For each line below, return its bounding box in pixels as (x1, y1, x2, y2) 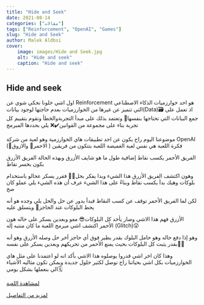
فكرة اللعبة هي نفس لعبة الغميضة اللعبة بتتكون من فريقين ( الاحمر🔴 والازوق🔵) (6, 142, 183, 150)
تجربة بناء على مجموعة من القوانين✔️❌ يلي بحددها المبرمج (6, 122, 139, 129)
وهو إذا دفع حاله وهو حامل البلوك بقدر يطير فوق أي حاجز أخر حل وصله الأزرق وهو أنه (6, 233, 198, 241)
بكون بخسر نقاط (6, 160, 45, 168)
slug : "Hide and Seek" (6, 32, 64, 38)
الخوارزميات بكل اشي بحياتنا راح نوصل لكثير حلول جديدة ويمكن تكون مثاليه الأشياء (6, 259, 192, 266)
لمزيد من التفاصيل (6, 292, 48, 299)
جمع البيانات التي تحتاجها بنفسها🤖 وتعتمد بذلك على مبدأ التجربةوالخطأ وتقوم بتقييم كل (6, 114, 199, 122)
